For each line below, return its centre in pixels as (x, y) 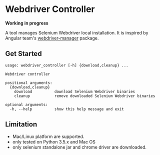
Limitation (21, 124)
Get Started (23, 54)
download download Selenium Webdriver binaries (75, 91)
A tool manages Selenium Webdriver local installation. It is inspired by (77, 32)
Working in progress (27, 23)
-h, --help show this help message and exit (67, 109)
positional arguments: (29, 83)
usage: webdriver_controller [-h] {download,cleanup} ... (67, 65)
